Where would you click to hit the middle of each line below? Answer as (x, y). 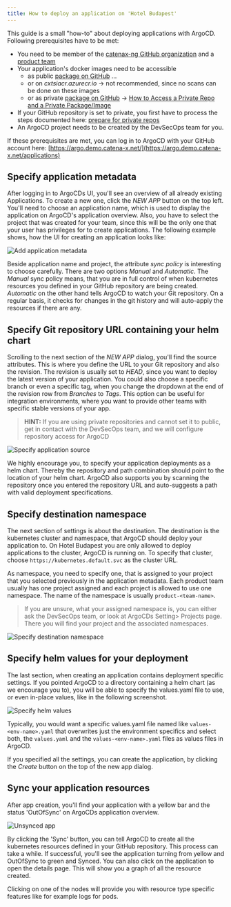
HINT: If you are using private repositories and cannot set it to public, (122, 422)
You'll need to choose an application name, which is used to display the (109, 208)
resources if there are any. (44, 308)
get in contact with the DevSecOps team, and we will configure (113, 429)
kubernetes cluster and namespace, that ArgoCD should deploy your (105, 538)
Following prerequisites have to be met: (63, 40)
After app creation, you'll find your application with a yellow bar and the (109, 805)
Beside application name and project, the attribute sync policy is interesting (114, 264)
